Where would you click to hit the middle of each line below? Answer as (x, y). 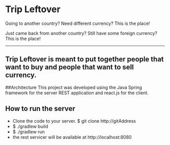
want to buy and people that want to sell (70, 67)
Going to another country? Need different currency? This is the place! (78, 23)
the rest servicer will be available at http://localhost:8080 (72, 137)
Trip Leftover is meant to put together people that (84, 59)
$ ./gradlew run (29, 132)
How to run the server (40, 109)
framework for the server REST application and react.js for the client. (77, 93)
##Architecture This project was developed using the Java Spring (74, 87)
